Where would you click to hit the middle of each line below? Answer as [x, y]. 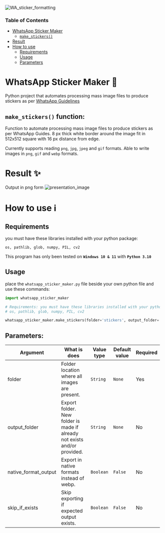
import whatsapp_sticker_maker [37, 298]
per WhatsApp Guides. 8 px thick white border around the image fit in [75, 134]
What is [73, 350]
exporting [72, 499]
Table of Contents [27, 20]
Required [147, 353]
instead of [73, 478]
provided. [72, 452]
